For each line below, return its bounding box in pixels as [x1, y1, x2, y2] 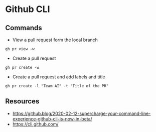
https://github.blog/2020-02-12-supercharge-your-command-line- [12, 110, 151, 116]
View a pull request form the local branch [12, 37, 98, 43]
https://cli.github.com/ [12, 121, 59, 127]
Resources [5, 97, 40, 106]
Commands [5, 24, 43, 32]
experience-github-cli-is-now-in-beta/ [12, 115, 93, 121]
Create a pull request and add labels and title [12, 74, 105, 80]
